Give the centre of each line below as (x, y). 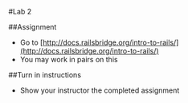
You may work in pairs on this (69, 59)
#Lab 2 (20, 12)
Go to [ (31, 42)
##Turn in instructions (45, 75)
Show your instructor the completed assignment (100, 90)
